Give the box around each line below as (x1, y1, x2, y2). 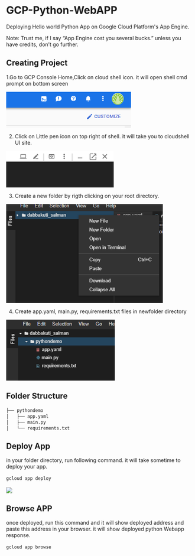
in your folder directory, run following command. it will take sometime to (6, 457, 181, 464)
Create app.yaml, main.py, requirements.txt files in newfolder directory (14, 308, 187, 315)
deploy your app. (6, 463, 48, 470)
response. (6, 532, 31, 539)
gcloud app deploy (6, 476, 51, 482)
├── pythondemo (6, 407, 44, 414)
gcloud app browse (6, 544, 51, 550)
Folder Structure (6, 391, 68, 401)
